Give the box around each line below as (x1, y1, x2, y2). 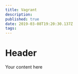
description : (5, 12, 33, 17)
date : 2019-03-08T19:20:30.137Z (5, 21, 73, 26)
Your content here (5, 64, 43, 70)
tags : (5, 26, 17, 31)
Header (5, 47, 37, 59)
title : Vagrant (5, 7, 37, 12)
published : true (5, 16, 39, 21)
